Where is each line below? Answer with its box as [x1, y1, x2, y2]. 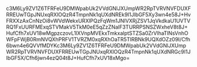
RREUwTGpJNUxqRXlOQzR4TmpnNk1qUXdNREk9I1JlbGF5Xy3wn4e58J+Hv [6, 11, 191, 18]
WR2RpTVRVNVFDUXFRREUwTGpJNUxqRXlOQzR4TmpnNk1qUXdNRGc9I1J [6, 48, 191, 55]
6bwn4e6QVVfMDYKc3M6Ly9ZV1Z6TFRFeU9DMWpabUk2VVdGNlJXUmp [6, 42, 186, 49]
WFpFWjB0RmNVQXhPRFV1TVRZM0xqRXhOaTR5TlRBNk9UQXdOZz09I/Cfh [6, 36, 191, 43]
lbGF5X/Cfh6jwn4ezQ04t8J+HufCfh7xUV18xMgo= [6, 55, 130, 61]
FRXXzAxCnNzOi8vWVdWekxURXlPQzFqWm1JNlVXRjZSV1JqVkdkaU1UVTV [6, 17, 191, 24]
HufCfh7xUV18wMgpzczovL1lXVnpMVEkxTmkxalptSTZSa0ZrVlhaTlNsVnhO [6, 30, 189, 37]
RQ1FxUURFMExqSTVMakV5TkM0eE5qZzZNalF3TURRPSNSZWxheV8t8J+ [6, 23, 188, 30]
